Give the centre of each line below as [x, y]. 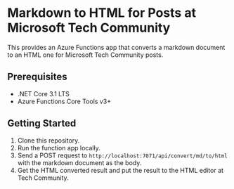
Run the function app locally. [59, 148]
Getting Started [42, 123]
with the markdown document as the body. [79, 162]
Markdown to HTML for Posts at [102, 13]
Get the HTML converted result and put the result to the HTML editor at [120, 170]
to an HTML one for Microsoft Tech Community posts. [85, 55]
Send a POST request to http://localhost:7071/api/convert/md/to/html [122, 155]
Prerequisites [37, 77]
